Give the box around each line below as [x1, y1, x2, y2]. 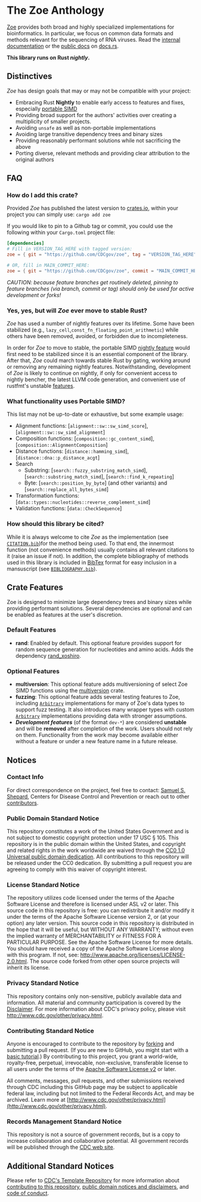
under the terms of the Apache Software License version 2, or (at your [7, 913, 180, 921]
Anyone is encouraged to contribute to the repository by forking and [7, 1040, 175, 1047]
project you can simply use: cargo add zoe [7, 211, 111, 218]
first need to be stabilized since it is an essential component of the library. [7, 351, 188, 358]
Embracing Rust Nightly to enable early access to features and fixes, [15, 99, 185, 106]
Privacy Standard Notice [7, 979, 79, 988]
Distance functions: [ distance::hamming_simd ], [15, 447, 129, 455]
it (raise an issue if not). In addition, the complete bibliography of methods [7, 552, 188, 559]
